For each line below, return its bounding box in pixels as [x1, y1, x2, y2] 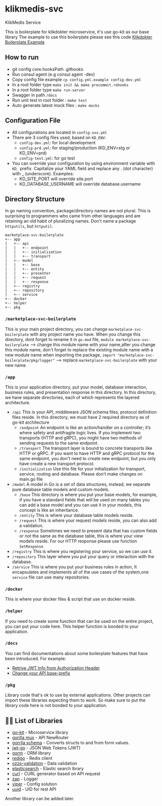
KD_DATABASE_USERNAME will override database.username [19, 181, 141, 187]
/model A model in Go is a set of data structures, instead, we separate [12, 481, 151, 487]
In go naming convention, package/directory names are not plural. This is [5, 208, 151, 214]
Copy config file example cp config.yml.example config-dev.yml [12, 76, 141, 82]
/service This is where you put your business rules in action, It [12, 564, 137, 569]
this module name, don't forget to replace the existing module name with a [5, 346, 153, 353]
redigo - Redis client [12, 755, 53, 761]
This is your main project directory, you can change [5, 326, 108, 332]
